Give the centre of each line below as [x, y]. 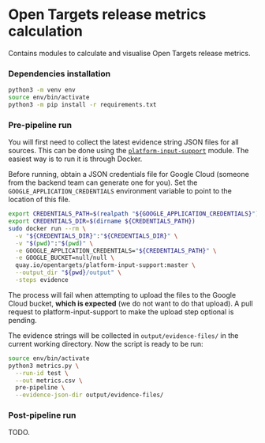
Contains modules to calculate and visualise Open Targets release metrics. [129, 53]
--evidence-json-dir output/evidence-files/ [90, 395]
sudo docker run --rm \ [47, 228]
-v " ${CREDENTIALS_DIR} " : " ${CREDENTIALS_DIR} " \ [97, 236]
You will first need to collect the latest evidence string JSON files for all [123, 142]
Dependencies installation [60, 73]
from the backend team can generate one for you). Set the [103, 182]
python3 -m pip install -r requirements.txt [82, 104]
